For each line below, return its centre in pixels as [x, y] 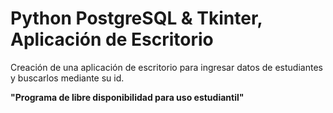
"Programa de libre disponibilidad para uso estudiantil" [127, 97]
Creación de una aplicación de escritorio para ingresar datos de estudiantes [166, 67]
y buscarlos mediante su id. [67, 78]
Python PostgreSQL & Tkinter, [136, 18]
